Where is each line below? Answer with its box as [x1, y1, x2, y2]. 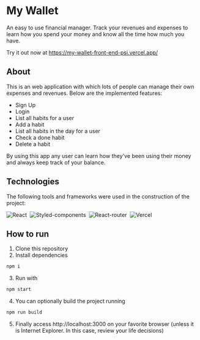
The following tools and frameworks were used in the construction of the [6, 192, 190, 200]
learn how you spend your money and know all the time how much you [6, 30, 185, 37]
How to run [6, 229, 50, 239]
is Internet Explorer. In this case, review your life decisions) [15, 327, 164, 334]
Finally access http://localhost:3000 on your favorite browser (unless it [15, 320, 194, 328]
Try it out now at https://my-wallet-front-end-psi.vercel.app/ [6, 48, 158, 56]
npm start [6, 286, 32, 293]
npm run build [6, 309, 43, 315]
